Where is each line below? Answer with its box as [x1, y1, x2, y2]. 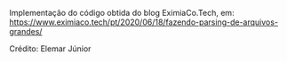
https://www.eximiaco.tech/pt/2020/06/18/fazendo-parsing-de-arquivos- [9, 17, 278, 27]
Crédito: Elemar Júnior [9, 43, 92, 54]
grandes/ [9, 27, 43, 36]
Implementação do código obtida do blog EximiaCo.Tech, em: [9, 8, 235, 18]
